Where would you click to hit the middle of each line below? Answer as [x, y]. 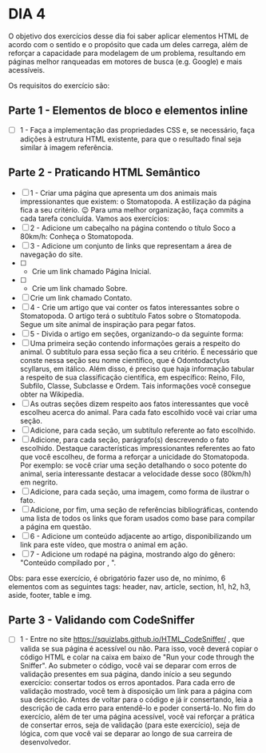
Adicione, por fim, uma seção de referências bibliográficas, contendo [144, 509]
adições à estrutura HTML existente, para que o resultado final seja [131, 139]
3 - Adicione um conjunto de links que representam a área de [131, 245]
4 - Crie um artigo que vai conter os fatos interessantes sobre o [135, 307]
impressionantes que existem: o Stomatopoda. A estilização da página [135, 201]
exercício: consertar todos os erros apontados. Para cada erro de [127, 682]
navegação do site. [51, 254]
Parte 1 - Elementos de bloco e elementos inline [128, 111]
